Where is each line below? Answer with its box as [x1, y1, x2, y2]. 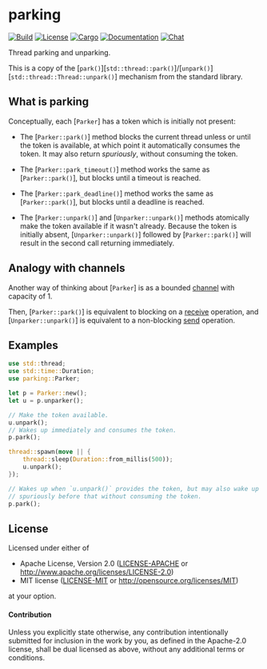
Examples [8, 339, 58, 352]
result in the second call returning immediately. [19, 238, 175, 248]
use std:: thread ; [8, 359, 66, 368]
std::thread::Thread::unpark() [10, 73, 115, 81]
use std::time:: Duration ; [8, 367, 94, 375]
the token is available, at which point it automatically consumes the [19, 140, 241, 150]
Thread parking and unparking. [8, 47, 111, 57]
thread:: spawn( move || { [8, 448, 91, 456]
